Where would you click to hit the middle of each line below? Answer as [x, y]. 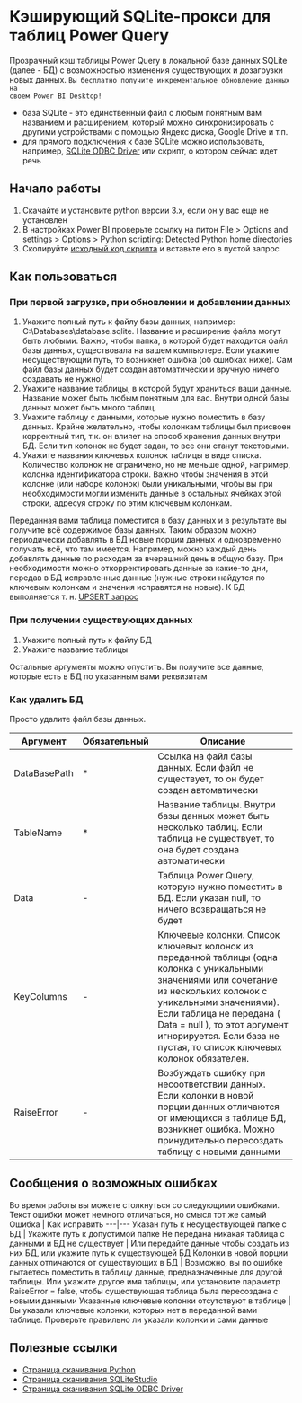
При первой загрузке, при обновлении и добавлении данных [150, 303]
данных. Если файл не [206, 768]
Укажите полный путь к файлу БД [87, 640]
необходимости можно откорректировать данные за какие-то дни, [139, 569]
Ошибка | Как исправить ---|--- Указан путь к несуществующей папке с [148, 1224]
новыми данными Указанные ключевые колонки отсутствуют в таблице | [150, 1301]
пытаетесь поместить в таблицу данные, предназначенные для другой [146, 1272]
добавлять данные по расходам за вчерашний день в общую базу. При [147, 559]
